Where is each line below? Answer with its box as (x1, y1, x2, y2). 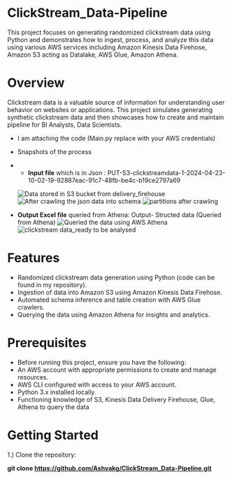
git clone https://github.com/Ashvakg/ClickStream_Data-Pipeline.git (7, 464, 212, 472)
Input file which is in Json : (27, 168, 106, 176)
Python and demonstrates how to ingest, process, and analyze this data (7, 35, 214, 43)
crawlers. (17, 303, 45, 311)
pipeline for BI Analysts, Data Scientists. (7, 120, 122, 129)
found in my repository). (17, 280, 87, 289)
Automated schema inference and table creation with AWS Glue (17, 296, 201, 304)
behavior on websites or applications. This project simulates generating (7, 105, 213, 113)
